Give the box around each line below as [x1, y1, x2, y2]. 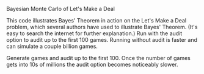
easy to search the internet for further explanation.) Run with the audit [6, 30, 183, 37]
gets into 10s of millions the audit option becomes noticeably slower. [6, 61, 178, 68]
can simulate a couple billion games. [6, 42, 98, 50]
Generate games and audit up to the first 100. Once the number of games [6, 55, 191, 61]
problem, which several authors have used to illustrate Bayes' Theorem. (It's [6, 24, 198, 30]
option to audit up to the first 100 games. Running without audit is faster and [6, 36, 197, 43]
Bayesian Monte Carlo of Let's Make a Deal [6, 5, 115, 12]
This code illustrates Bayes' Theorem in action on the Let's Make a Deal [6, 17, 187, 24]
